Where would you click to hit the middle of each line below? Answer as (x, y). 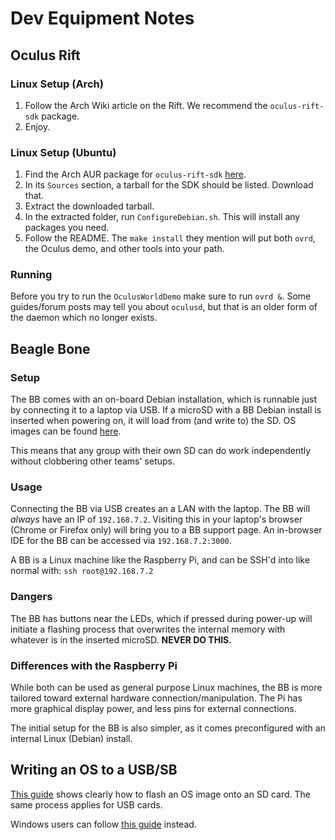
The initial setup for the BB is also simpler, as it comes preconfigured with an (168, 728)
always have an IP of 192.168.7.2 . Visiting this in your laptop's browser (156, 519)
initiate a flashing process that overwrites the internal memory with (148, 629)
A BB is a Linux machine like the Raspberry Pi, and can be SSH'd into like (160, 560)
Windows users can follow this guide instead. (103, 824)
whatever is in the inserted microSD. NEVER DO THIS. (121, 639)
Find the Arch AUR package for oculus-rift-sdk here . (135, 174)
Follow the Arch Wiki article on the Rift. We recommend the (146, 105)
